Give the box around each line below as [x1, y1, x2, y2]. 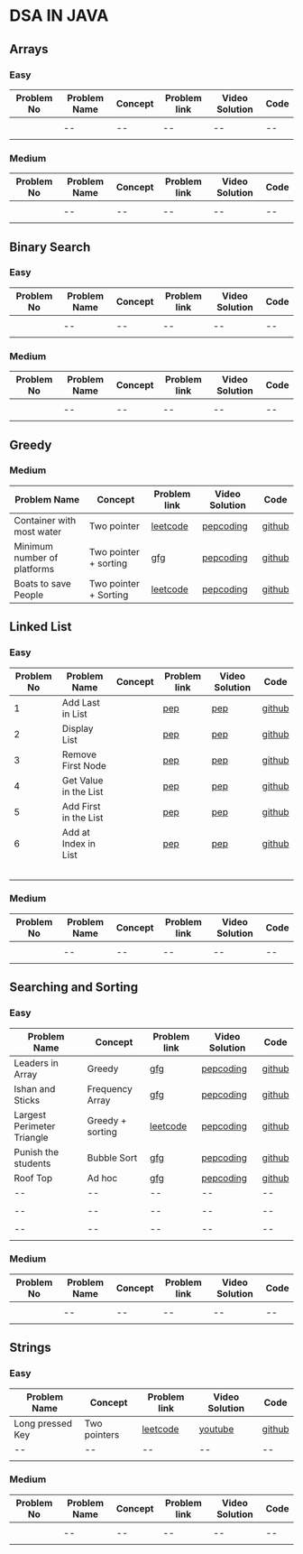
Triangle [14, 1131, 49, 1143]
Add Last [61, 696, 101, 708]
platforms [14, 562, 55, 575]
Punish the [14, 1145, 60, 1158]
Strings [9, 1340, 51, 1355]
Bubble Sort [87, 1152, 138, 1164]
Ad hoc [87, 1171, 118, 1184]
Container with [14, 513, 77, 526]
